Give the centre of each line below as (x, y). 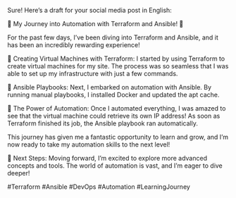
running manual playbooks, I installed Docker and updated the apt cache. (113, 95)
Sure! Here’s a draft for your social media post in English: (90, 10)
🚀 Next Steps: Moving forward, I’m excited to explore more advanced (107, 158)
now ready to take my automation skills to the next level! (89, 144)
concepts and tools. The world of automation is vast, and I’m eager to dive (115, 166)
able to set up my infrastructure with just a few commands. (93, 74)
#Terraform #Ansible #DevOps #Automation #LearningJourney (99, 187)
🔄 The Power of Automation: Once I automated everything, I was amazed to (117, 108)
